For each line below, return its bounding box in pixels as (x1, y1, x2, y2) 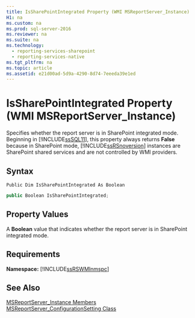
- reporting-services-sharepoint (11, 48, 96, 54)
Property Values (6, 209, 69, 220)
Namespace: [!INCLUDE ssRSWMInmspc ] (6, 265, 110, 272)
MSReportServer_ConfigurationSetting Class (6, 305, 116, 313)
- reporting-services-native (11, 54, 85, 60)
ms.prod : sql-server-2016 (6, 25, 71, 32)
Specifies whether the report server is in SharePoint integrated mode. (6, 129, 179, 136)
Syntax (6, 166, 34, 176)
